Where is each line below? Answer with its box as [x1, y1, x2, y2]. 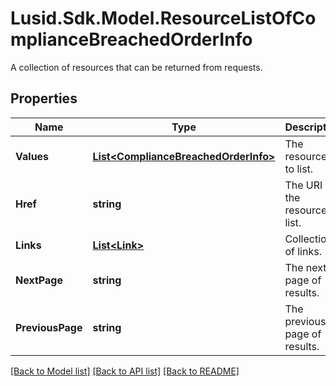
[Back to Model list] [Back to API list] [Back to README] [10, 365, 240, 377]
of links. [284, 244, 322, 258]
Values [15, 149, 50, 163]
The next [284, 260, 327, 274]
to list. [284, 162, 314, 176]
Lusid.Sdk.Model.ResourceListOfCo [10, 7, 317, 30]
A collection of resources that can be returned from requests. [10, 61, 263, 73]
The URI [284, 178, 323, 192]
